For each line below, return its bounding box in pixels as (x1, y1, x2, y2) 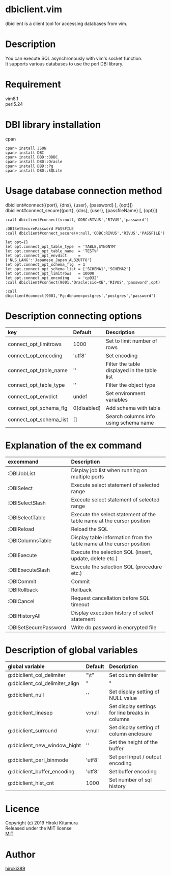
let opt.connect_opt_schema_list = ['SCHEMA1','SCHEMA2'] (5, 266, 131, 271)
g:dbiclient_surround (8, 727, 58, 734)
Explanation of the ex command (5, 440, 142, 451)
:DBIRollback (8, 586, 38, 593)
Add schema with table (105, 404, 161, 411)
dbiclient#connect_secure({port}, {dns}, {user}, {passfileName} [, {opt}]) (5, 207, 158, 213)
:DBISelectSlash (8, 499, 46, 506)
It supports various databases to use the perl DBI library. (5, 60, 124, 67)
